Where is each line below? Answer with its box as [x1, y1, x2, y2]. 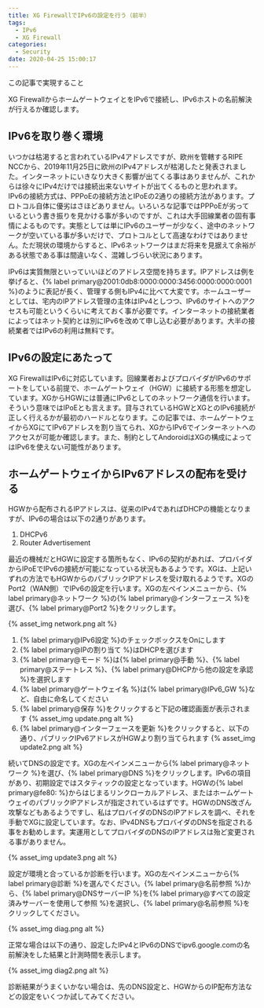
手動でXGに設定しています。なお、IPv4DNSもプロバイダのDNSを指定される [8, 818, 254, 827]
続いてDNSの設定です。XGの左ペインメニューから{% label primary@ [8, 759, 230, 768]
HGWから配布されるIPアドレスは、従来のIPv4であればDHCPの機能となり [8, 504, 245, 514]
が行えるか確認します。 [8, 104, 84, 114]
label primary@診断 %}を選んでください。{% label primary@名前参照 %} [8, 879, 244, 889]
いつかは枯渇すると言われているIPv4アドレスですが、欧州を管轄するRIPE [8, 152, 244, 161]
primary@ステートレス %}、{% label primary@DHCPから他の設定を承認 [19, 665, 254, 674]
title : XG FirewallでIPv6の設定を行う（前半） [8, 11, 151, 20]
